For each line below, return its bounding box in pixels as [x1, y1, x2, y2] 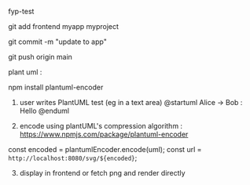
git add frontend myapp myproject [8, 22, 119, 31]
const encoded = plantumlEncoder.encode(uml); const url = [8, 145, 202, 154]
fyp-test [8, 7, 35, 16]
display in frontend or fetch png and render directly [19, 169, 186, 177]
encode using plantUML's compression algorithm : [19, 122, 183, 130]
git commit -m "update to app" [8, 37, 108, 46]
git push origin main [8, 53, 73, 61]
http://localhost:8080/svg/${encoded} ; [8, 153, 138, 162]
